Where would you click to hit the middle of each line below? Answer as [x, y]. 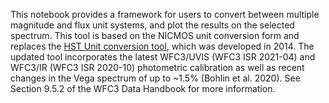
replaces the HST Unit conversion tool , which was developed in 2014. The [162, 46]
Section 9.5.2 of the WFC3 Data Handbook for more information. [143, 88]
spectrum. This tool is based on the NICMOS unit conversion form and [155, 35]
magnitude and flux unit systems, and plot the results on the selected [152, 25]
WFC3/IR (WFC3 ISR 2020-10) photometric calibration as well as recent [157, 67]
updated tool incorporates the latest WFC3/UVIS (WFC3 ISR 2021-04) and [163, 57]
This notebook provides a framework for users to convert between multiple [165, 14]
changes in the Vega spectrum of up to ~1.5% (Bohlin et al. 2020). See [155, 78]
